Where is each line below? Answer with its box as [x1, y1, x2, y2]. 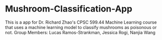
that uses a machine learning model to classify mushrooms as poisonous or [5, 24, 157, 30]
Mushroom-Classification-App [5, 3, 133, 14]
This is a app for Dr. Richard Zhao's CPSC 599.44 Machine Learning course [5, 19, 157, 25]
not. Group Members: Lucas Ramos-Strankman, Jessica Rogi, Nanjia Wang [5, 29, 156, 35]
